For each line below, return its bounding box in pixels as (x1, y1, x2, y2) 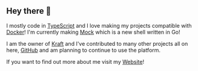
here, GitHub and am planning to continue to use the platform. (6, 46, 161, 54)
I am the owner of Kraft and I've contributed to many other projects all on (6, 40, 188, 47)
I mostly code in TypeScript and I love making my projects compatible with (6, 22, 192, 29)
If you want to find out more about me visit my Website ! (6, 58, 144, 65)
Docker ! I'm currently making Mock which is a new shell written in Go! (6, 28, 180, 35)
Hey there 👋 (6, 6, 51, 16)
